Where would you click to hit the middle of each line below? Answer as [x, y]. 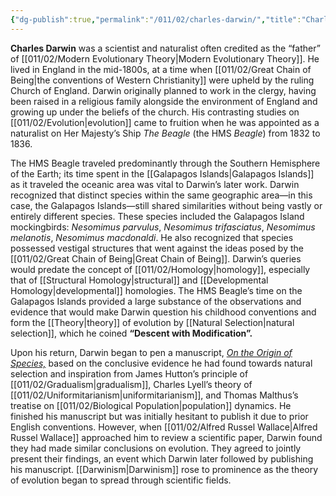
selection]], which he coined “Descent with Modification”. [131, 333]
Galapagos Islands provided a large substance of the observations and [156, 301]
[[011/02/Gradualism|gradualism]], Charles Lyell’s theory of [131, 384]
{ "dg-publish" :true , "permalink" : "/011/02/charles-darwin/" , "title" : [156, 19]
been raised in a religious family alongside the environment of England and [164, 101]
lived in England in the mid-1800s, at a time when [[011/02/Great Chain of [161, 69]
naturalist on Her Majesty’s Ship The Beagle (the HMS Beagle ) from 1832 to [165, 133]
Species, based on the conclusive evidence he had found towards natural [161, 363]
